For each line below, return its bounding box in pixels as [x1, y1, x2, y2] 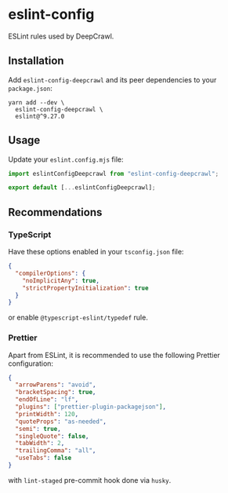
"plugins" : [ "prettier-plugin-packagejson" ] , [15, 403, 167, 411]
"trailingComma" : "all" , [15, 447, 96, 455]
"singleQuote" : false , [15, 432, 89, 440]
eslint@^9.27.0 [15, 112, 65, 120]
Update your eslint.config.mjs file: [8, 155, 124, 164]
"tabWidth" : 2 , [15, 440, 65, 447]
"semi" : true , [15, 425, 61, 433]
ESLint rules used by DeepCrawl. [8, 31, 114, 41]
